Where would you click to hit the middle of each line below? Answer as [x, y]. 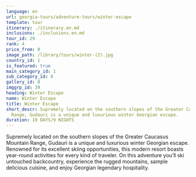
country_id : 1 [23, 60]
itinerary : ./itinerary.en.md [43, 28]
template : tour [24, 22]
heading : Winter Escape [35, 93]
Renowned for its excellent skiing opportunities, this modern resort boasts [95, 149]
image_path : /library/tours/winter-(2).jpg [60, 55]
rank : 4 [15, 44]
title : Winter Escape [32, 104]
